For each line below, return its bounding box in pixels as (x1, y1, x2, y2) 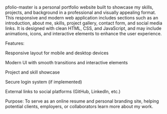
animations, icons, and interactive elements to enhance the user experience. (5, 31, 162, 36)
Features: (5, 40, 25, 46)
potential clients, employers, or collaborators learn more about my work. (5, 104, 154, 109)
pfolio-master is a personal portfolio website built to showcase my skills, (5, 4, 154, 10)
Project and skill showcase (5, 69, 60, 75)
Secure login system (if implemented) (5, 79, 82, 85)
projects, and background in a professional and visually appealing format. (5, 9, 156, 15)
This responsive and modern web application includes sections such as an (5, 15, 159, 20)
